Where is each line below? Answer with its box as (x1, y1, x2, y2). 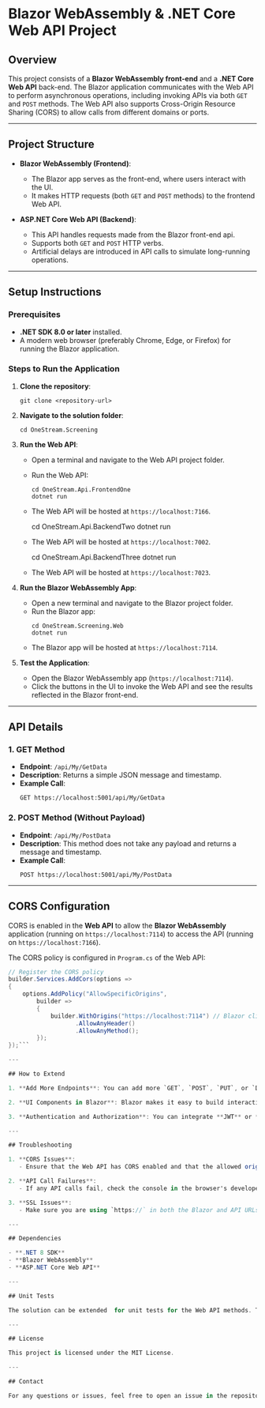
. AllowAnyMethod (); (75, 1026, 140, 1035)
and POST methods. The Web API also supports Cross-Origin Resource (8, 100, 236, 108)
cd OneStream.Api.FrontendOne (31, 485, 132, 494)
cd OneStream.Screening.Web (31, 622, 124, 630)
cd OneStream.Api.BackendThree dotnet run (31, 552, 177, 562)
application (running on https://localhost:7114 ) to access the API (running (8, 929, 254, 939)
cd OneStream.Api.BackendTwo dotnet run (31, 521, 171, 531)
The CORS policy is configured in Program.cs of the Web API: (8, 953, 206, 962)
